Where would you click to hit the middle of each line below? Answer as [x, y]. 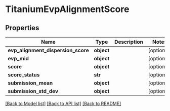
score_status [24, 75]
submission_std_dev [33, 91]
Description [129, 42]
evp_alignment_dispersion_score [49, 50]
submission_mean [30, 83]
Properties [22, 28]
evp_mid [18, 59]
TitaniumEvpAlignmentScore [67, 9]
